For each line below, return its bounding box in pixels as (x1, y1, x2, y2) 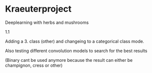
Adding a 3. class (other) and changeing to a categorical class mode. (5, 38, 145, 44)
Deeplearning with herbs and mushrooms (5, 19, 89, 25)
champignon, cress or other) (5, 62, 63, 68)
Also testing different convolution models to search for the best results (5, 48, 148, 54)
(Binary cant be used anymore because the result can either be (5, 57, 133, 63)
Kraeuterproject (5, 3, 72, 15)
